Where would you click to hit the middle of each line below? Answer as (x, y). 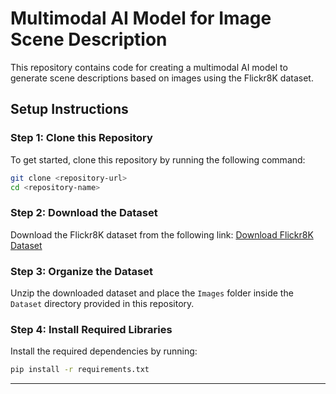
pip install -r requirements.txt (80, 370)
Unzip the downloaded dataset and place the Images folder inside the (152, 293)
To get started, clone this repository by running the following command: (158, 159)
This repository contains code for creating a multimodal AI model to (149, 67)
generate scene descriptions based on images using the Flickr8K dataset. (162, 78)
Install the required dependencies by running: (104, 351)
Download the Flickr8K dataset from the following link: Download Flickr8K (162, 234)
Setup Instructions (69, 109)
